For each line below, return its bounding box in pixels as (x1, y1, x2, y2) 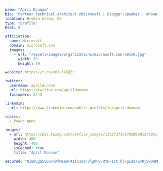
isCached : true (14, 145, 45, 151)
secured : (5, 159, 23, 164)
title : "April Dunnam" (14, 150, 60, 155)
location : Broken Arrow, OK (5, 16, 62, 21)
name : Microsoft (9, 38, 42, 44)
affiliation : (5, 34, 32, 39)
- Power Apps (9, 119, 36, 124)
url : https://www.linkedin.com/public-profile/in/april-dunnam (9, 105, 140, 110)
